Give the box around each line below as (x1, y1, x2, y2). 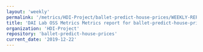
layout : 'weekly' (6, 8, 50, 15)
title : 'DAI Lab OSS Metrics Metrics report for (6, 20, 131, 26)
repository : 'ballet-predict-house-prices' (6, 31, 118, 37)
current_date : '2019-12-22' (6, 36, 77, 42)
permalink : (6, 14, 34, 20)
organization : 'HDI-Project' (6, 25, 80, 32)
